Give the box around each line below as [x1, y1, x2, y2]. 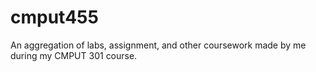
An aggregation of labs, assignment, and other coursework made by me [10, 39, 307, 51]
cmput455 [10, 6, 99, 29]
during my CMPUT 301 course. [10, 49, 138, 61]
